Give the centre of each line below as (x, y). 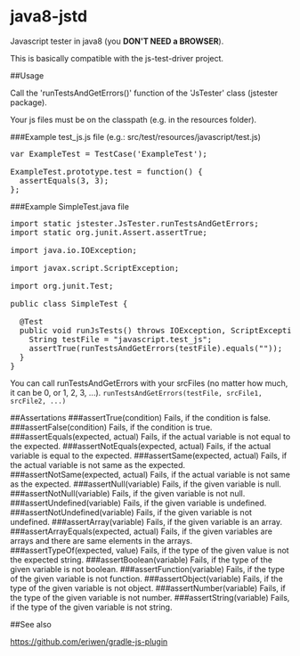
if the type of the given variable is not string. (91, 607)
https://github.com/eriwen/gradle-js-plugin (89, 641)
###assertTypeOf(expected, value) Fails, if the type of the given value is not (150, 550)
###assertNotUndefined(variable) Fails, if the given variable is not (131, 512)
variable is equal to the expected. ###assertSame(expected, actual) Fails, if (149, 455)
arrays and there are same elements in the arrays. (101, 540)
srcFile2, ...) (38, 401)
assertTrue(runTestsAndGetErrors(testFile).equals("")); (156, 348)
